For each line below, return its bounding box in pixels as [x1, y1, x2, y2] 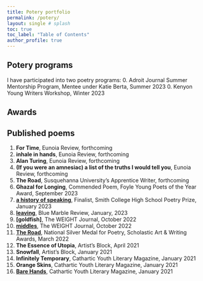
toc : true [7, 26, 33, 32]
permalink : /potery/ [7, 15, 60, 21]
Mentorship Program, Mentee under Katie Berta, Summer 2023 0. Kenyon [7, 83, 193, 90]
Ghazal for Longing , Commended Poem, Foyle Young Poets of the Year [15, 183, 197, 190]
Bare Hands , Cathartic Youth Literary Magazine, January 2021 [15, 268, 174, 275]
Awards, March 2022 [15, 235, 69, 242]
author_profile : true [7, 37, 63, 43]
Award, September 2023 [15, 190, 79, 197]
